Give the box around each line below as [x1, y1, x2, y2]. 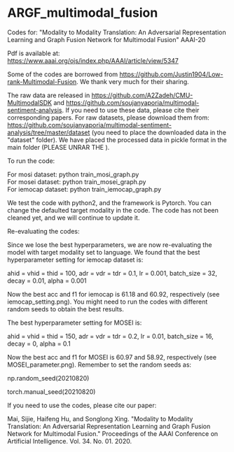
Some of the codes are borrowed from [7, 70, 118, 78]
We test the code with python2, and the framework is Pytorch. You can [7, 198, 212, 207]
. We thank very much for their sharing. [76, 77, 189, 85]
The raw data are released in [7, 91, 90, 99]
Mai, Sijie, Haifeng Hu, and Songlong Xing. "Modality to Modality [7, 414, 193, 423]
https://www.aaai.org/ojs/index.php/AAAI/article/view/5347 [7, 56, 179, 64]
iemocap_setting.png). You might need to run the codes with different [7, 297, 208, 306]
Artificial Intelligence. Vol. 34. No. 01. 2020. [7, 437, 132, 445]
